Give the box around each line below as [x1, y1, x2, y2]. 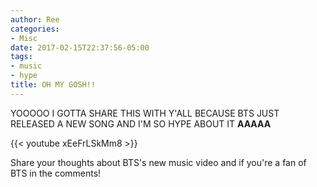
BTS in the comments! [10, 167, 102, 179]
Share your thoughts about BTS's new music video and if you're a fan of [10, 156, 307, 168]
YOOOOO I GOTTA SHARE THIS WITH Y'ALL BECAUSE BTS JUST [10, 107, 280, 119]
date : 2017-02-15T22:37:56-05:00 [10, 42, 150, 53]
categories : [10, 24, 60, 34]
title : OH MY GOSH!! [10, 80, 97, 90]
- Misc [10, 33, 38, 43]
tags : [10, 52, 33, 62]
